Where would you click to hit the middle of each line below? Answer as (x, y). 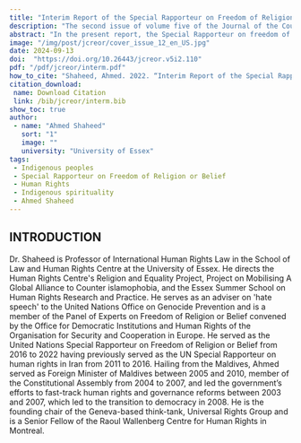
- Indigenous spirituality (64, 193)
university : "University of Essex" (87, 151)
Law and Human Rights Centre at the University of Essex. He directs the (142, 268)
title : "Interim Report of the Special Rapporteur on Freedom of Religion (152, 17)
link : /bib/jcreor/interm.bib (69, 101)
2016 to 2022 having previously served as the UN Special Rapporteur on (143, 354)
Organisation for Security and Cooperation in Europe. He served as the (140, 335)
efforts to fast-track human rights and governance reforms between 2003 (146, 392)
